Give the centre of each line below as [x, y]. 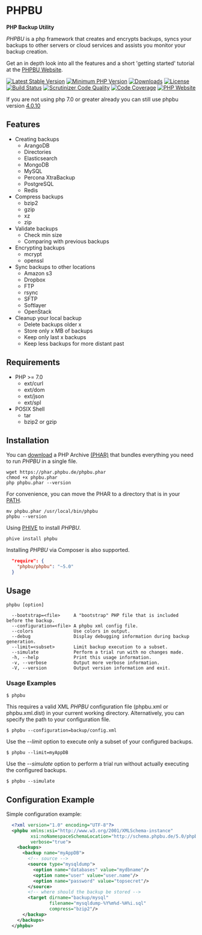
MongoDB [36, 164]
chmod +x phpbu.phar [32, 478]
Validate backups [36, 228]
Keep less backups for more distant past [74, 343]
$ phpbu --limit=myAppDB [37, 753]
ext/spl [32, 402]
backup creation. [27, 51]
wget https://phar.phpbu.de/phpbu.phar [56, 473]
